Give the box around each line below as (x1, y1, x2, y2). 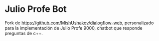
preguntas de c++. (4, 30, 43, 36)
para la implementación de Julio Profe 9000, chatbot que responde (4, 25, 143, 31)
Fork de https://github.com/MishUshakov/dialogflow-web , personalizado (4, 20, 154, 26)
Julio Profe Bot (4, 3, 67, 15)
